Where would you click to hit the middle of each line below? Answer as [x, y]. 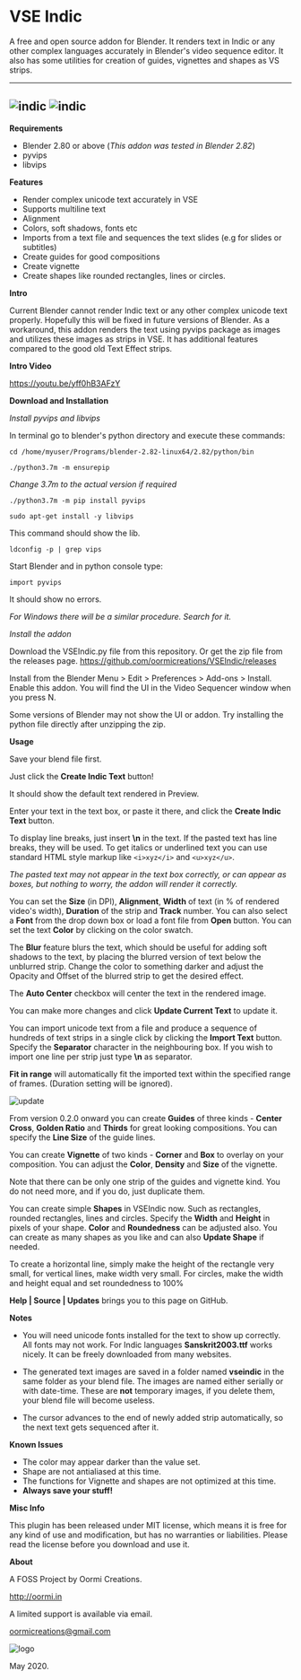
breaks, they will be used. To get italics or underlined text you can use [138, 847]
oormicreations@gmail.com [60, 1631]
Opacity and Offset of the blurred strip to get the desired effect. [126, 976]
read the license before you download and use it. [99, 1544]
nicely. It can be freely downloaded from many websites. [127, 1354]
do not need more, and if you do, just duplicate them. [107, 1191]
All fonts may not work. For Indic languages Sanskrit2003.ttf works [147, 1345]
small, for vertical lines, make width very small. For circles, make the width [146, 1273]
